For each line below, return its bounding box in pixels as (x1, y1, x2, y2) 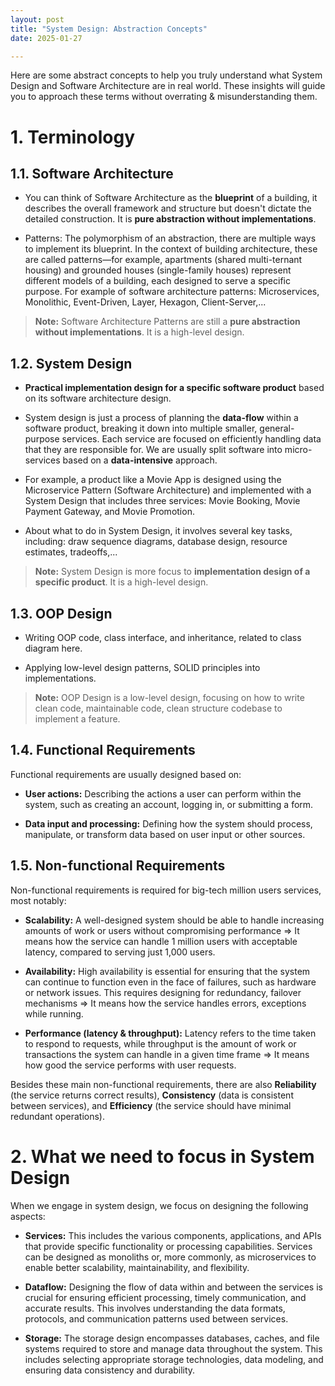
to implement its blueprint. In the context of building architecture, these (24, 243, 318, 255)
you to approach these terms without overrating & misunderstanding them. (10, 91, 318, 103)
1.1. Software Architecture (10, 165, 174, 182)
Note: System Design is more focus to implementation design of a (34, 566, 311, 578)
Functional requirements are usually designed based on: (10, 768, 242, 780)
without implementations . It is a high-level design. (34, 326, 245, 338)
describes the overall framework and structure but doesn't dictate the (24, 202, 312, 215)
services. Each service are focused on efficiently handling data (61, 433, 322, 445)
